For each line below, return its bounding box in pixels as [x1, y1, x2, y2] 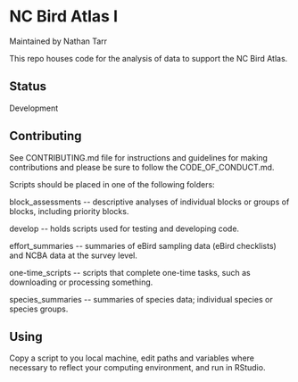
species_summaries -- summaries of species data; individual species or [9, 294, 274, 304]
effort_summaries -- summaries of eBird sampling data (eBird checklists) [9, 240, 277, 251]
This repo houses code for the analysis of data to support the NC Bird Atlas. [9, 53, 288, 63]
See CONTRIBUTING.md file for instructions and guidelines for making [9, 152, 268, 162]
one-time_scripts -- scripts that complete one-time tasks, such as [9, 267, 252, 278]
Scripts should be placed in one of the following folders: [9, 179, 216, 189]
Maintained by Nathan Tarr [9, 36, 108, 46]
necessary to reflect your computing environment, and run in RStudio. [9, 362, 266, 373]
